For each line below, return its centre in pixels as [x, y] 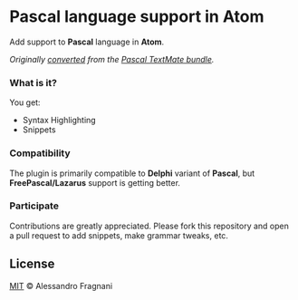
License [32, 264]
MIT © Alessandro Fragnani [61, 285]
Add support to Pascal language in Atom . [87, 42]
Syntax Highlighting [59, 121]
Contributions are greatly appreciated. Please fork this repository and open [149, 226]
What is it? [33, 82]
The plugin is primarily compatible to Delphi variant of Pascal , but [132, 173]
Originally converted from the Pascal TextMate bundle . [112, 59]
